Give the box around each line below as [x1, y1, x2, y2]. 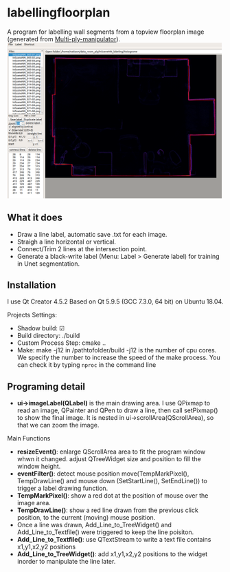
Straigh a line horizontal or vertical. [16, 237, 117, 246]
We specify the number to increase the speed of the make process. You [16, 353, 221, 362]
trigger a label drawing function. [16, 484, 108, 493]
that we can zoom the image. [16, 421, 100, 430]
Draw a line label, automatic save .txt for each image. [16, 230, 168, 238]
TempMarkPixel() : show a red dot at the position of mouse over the [16, 491, 209, 500]
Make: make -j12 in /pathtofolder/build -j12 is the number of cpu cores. [16, 346, 217, 354]
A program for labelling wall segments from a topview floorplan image [7, 28, 205, 36]
